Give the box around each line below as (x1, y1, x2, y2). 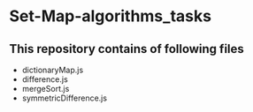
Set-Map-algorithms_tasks (9, 6, 212, 26)
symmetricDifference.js (21, 93, 108, 103)
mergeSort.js (21, 84, 70, 93)
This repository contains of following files (9, 41, 245, 56)
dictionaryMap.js (21, 64, 84, 75)
